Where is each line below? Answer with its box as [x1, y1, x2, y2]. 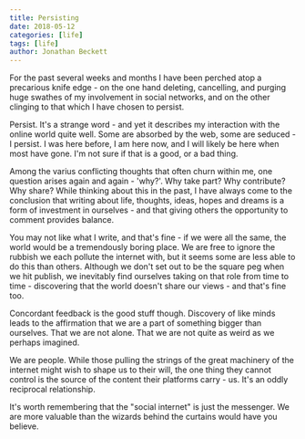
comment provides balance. [9, 214, 115, 225]
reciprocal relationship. [9, 384, 96, 395]
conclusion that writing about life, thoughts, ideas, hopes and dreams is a [9, 195, 285, 206]
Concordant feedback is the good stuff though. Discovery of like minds [9, 308, 276, 319]
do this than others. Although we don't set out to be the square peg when [9, 261, 285, 272]
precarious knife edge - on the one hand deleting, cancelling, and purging [9, 82, 287, 93]
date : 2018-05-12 [9, 22, 76, 31]
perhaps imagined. [9, 337, 80, 348]
